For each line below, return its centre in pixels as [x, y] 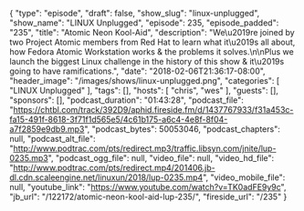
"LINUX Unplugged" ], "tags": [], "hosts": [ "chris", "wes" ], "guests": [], [144, 90]
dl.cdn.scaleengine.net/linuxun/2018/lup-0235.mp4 [106, 177]
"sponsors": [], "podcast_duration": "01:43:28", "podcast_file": [127, 100]
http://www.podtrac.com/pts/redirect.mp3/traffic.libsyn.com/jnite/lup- [145, 148]
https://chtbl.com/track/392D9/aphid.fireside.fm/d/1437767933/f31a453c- [153, 110]
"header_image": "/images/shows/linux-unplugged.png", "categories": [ [145, 80]
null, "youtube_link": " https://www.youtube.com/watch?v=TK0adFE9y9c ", [148, 187]
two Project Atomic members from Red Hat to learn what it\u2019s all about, [152, 42]
